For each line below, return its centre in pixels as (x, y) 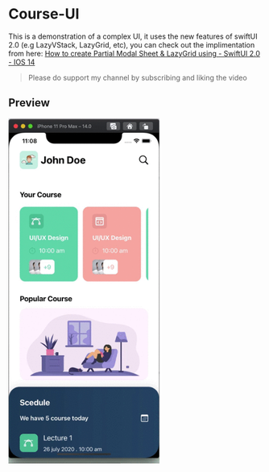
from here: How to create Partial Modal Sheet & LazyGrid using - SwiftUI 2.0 (134, 53)
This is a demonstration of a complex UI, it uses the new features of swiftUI (133, 36)
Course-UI (44, 14)
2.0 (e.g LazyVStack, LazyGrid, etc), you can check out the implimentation (132, 44)
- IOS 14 (22, 62)
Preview (29, 103)
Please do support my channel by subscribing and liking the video (137, 77)
